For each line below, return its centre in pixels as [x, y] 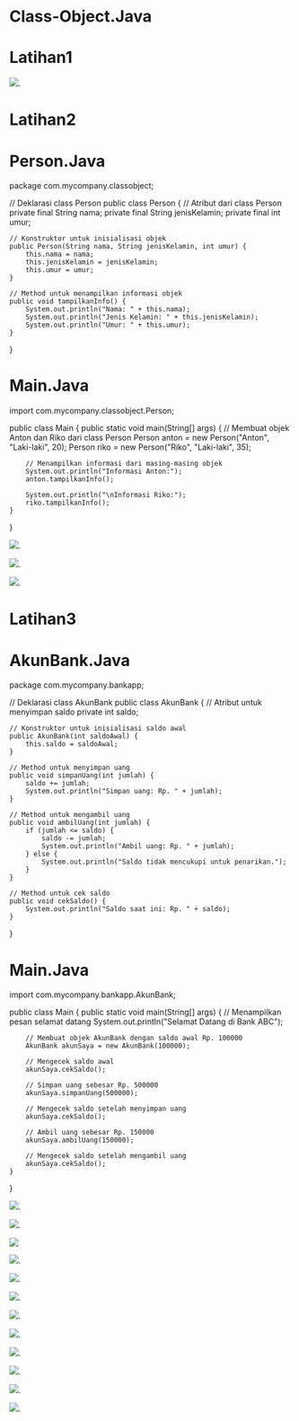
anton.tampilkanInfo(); [70, 479]
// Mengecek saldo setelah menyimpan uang [106, 1109]
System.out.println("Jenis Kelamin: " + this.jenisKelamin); [142, 317]
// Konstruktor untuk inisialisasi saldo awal [98, 729]
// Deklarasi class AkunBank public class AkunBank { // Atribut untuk [136, 703]
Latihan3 [43, 619]
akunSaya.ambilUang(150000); [80, 1140]
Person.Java [57, 161]
